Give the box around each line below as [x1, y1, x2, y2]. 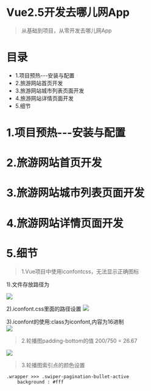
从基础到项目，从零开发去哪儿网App [21, 27, 112, 34]
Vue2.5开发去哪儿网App [6, 5, 130, 19]
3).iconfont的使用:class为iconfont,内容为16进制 [6, 318, 124, 325]
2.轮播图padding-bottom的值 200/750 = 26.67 [21, 337, 138, 344]
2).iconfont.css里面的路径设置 [6, 305, 82, 312]
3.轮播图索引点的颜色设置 [21, 361, 85, 368]
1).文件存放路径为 [6, 281, 50, 288]
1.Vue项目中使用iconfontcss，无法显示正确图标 [21, 267, 139, 275]
